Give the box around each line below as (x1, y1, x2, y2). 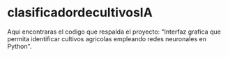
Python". (7, 42, 32, 50)
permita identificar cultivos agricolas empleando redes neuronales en (7, 34, 207, 43)
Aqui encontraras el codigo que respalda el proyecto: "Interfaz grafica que (7, 27, 221, 36)
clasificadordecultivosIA (7, 5, 153, 21)
